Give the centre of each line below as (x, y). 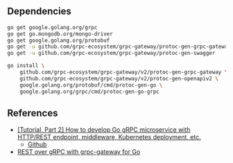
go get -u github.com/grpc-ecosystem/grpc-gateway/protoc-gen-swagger (111, 53)
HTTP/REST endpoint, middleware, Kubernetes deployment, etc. (109, 137)
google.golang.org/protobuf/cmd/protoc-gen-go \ (91, 85)
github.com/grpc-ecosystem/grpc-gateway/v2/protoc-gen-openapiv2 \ (119, 78)
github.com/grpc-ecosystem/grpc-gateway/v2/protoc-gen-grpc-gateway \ (124, 72)
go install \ (26, 66)
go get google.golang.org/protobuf (59, 40)
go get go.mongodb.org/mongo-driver (60, 34)
